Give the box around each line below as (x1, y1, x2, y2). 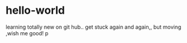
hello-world (5, 4, 66, 17)
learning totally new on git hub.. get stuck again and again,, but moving (5, 23, 182, 30)
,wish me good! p (5, 29, 49, 36)
